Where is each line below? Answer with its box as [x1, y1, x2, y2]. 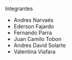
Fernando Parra [13, 29, 52, 36]
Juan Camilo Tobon [13, 36, 62, 42]
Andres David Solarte [13, 42, 66, 49]
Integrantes [5, 5, 33, 12]
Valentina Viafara [13, 48, 56, 55]
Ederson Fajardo [13, 23, 54, 30]
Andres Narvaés [13, 17, 54, 23]
